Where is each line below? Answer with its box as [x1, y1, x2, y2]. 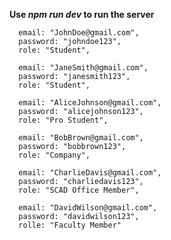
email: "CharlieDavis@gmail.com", [18, 168, 162, 178]
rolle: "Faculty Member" [18, 220, 122, 230]
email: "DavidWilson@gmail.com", [18, 203, 158, 213]
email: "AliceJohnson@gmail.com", [18, 98, 162, 108]
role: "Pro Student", [18, 115, 109, 125]
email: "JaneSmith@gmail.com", [18, 63, 149, 73]
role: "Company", [18, 150, 91, 160]
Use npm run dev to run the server [9, 9, 155, 20]
